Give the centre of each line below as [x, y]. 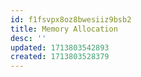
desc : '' [28, 38]
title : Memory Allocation [64, 29]
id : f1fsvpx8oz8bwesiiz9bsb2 [71, 19]
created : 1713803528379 [60, 57]
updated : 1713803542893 [60, 47]
